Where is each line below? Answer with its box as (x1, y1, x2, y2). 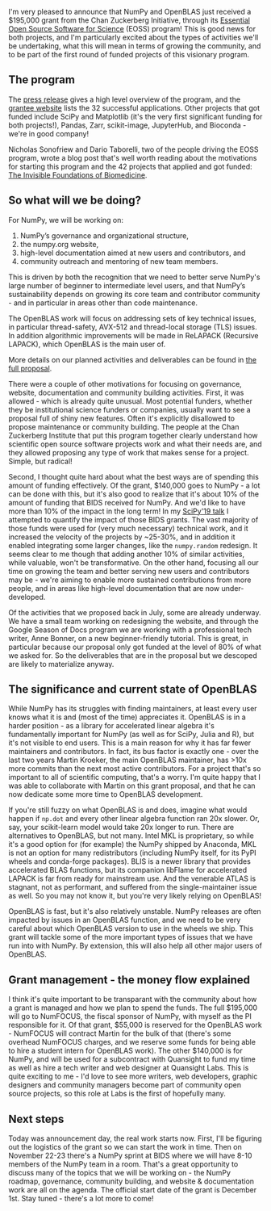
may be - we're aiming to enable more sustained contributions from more (8, 575, 252, 585)
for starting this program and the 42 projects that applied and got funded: (8, 161, 252, 171)
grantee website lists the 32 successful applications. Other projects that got (8, 103, 261, 112)
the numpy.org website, (19, 239, 99, 249)
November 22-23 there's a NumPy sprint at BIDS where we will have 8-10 (8, 1150, 252, 1161)
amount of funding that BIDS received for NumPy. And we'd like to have (8, 497, 246, 507)
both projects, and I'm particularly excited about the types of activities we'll (8, 32, 259, 42)
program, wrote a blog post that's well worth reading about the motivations (8, 153, 257, 162)
